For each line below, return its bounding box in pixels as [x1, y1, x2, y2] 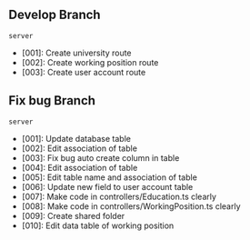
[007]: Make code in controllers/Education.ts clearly [21, 191, 217, 202]
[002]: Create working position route [21, 56, 159, 67]
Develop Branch [8, 7, 101, 23]
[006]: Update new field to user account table [21, 181, 194, 192]
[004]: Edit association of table [21, 162, 138, 173]
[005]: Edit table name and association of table [21, 172, 197, 183]
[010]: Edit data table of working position [21, 220, 175, 231]
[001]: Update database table [21, 133, 131, 144]
